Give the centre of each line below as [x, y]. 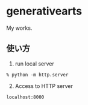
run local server [34, 63]
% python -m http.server [37, 75]
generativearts [44, 11]
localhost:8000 [25, 97]
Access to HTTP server [44, 86]
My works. [19, 28]
